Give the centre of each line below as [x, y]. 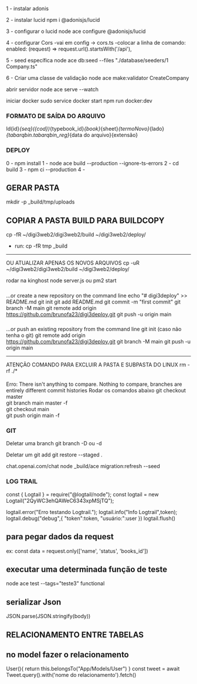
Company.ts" [22, 66]
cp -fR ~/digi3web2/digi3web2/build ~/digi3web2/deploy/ [76, 235]
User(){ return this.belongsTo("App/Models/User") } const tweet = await [93, 669]
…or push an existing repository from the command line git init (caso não [94, 329]
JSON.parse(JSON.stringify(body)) [48, 616]
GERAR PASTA [33, 188]
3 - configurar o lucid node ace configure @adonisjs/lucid [76, 31]
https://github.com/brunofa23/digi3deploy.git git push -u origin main [89, 314]
